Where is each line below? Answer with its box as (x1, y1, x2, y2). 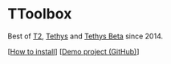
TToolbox (7, 5, 72, 23)
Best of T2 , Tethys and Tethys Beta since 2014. (7, 31, 164, 41)
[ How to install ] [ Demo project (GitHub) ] (7, 46, 140, 56)
